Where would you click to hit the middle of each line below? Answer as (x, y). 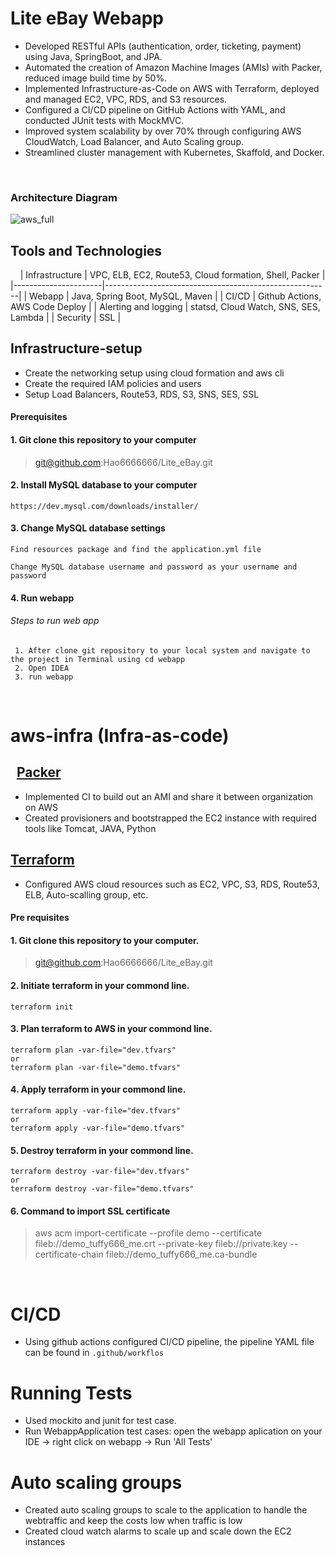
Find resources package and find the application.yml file (136, 550)
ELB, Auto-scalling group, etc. (86, 894)
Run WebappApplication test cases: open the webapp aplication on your (173, 1431)
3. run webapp (44, 677)
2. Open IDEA (42, 668)
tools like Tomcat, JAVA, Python (90, 828)
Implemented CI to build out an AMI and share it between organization (169, 796)
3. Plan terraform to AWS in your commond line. (111, 1029)
